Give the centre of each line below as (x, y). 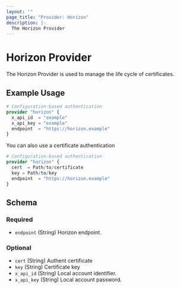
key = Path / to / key (34, 173)
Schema (22, 202)
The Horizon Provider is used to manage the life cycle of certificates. (90, 74)
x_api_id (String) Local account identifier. (66, 274)
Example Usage (36, 93)
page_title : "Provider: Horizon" (48, 17)
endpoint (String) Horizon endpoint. (58, 233)
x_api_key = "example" (40, 123)
